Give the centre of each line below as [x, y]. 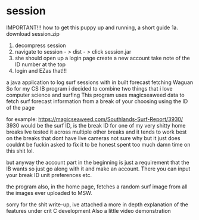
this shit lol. [20, 151]
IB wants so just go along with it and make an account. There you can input [98, 169]
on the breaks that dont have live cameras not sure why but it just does [93, 138]
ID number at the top [40, 64]
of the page [20, 107]
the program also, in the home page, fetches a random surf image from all [97, 187]
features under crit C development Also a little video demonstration [88, 210]
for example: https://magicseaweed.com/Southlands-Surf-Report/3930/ [95, 119]
